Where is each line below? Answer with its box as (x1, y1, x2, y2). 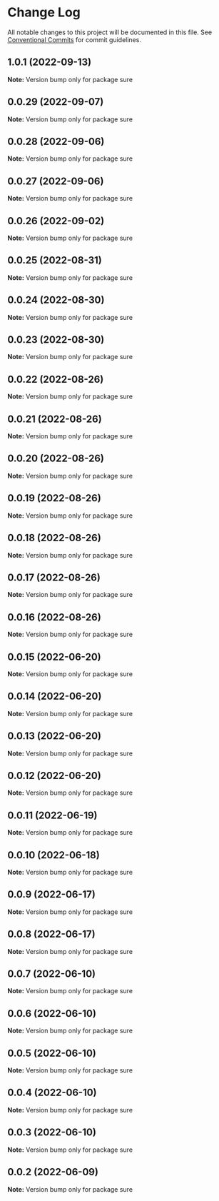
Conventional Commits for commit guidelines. (7, 35, 141, 44)
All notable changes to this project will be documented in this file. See (7, 28, 213, 36)
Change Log (7, 4, 81, 21)
